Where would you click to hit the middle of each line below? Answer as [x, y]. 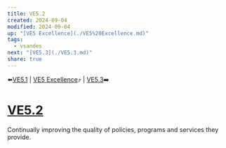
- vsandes [28, 46]
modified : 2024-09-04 [39, 27]
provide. [19, 137]
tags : [15, 40]
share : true [25, 59]
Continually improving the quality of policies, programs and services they [113, 129]
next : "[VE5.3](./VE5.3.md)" [50, 53]
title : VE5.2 [26, 14]
